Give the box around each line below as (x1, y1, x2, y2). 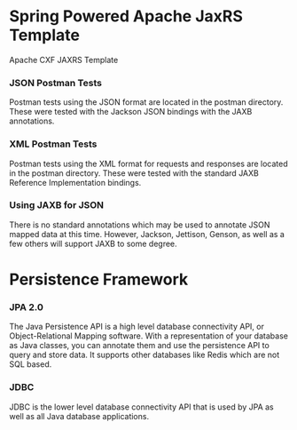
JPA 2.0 (9, 300, 44, 313)
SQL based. (9, 359, 52, 370)
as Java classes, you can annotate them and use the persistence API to (9, 340, 270, 351)
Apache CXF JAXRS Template (9, 54, 119, 65)
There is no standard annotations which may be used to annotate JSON (9, 219, 270, 230)
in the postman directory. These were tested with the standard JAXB (9, 167, 259, 179)
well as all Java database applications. (9, 410, 149, 421)
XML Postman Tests (9, 138, 98, 150)
